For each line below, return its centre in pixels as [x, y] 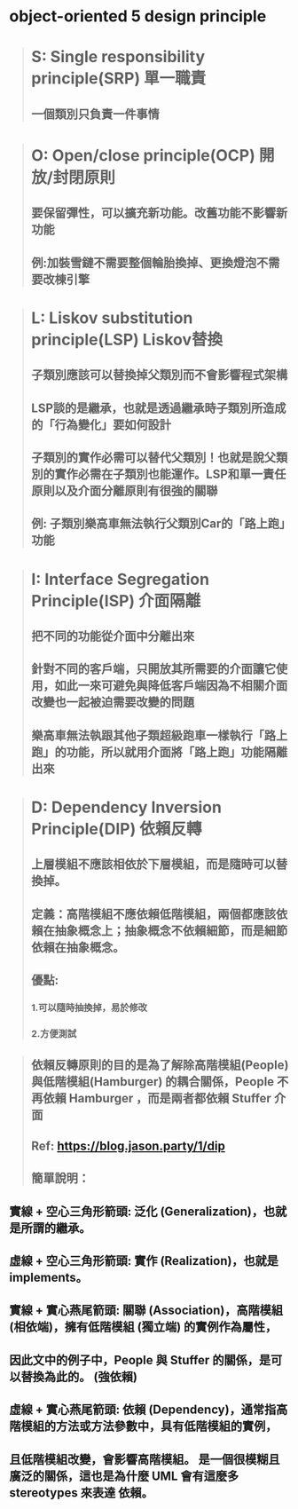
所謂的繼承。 [56, 1228]
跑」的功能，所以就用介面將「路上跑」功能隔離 [159, 752]
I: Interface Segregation [120, 579]
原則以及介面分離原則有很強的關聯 [124, 491]
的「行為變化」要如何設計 [101, 425]
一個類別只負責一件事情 [95, 114]
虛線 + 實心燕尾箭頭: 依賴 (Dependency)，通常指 [143, 1410]
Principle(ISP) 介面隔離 [116, 600]
